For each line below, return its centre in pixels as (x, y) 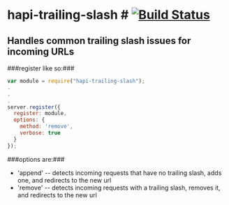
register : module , (40, 114)
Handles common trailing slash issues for (99, 41)
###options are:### (36, 159)
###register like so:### (41, 68)
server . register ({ (34, 107)
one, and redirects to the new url (64, 180)
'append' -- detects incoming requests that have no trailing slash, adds (119, 173)
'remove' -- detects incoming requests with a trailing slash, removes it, (119, 188)
